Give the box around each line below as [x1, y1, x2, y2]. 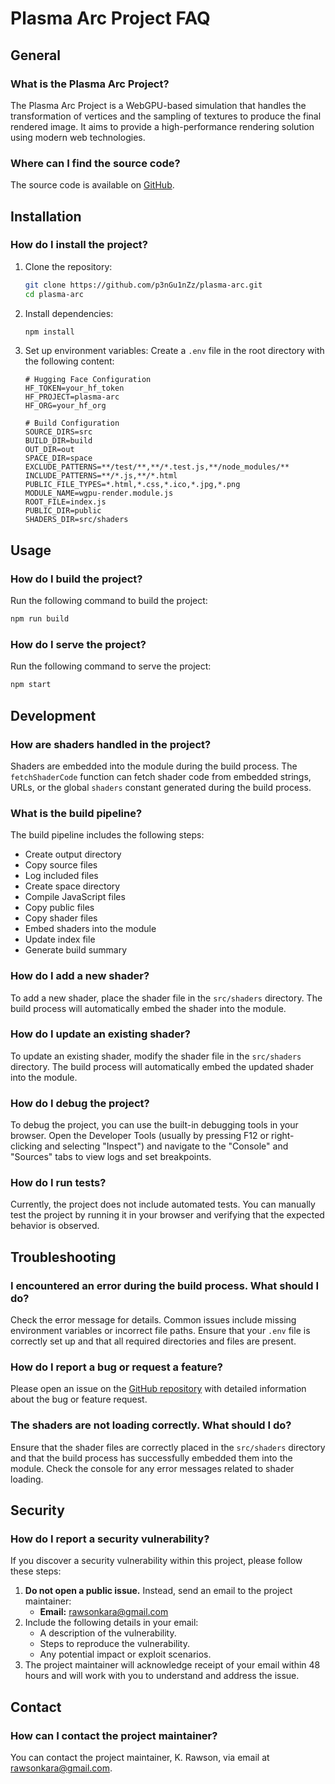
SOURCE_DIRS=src [24, 427, 93, 437]
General [10, 47, 62, 64]
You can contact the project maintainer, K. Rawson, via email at [10, 1752, 270, 1764]
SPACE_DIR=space [24, 453, 93, 464]
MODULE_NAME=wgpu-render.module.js [24, 488, 174, 499]
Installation [10, 208, 82, 225]
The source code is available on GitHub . [10, 179, 175, 191]
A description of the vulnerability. [39, 1627, 177, 1639]
